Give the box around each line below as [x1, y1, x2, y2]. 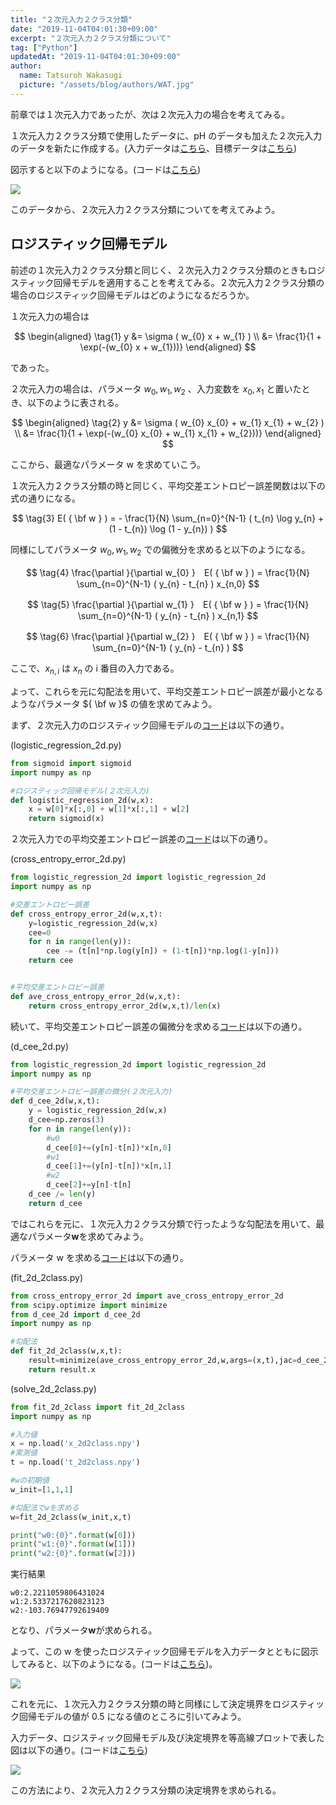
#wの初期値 [10, 1476, 50, 1486]
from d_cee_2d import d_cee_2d [10, 1309, 141, 1320]
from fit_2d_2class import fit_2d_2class [10, 1402, 186, 1412]
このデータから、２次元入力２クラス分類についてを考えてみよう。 [10, 203, 281, 215]
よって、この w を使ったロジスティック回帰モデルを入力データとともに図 [10, 1646, 310, 1658]
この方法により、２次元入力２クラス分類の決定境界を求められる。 [10, 1784, 282, 1796]
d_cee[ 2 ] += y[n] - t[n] [46, 1180, 132, 1190]
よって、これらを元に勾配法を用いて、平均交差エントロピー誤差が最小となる [10, 685, 324, 697]
